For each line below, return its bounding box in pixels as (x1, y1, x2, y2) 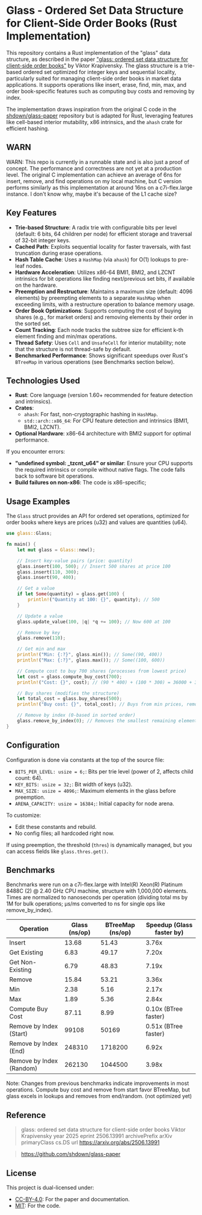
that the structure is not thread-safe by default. (14, 345, 132, 352)
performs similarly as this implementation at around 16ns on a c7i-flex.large (6, 184, 193, 191)
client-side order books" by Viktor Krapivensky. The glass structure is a (6, 61, 183, 69)
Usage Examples (6, 496, 70, 507)
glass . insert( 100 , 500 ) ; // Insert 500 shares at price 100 (17, 563, 171, 569)
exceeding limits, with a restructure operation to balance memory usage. (14, 301, 195, 308)
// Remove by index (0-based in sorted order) (17, 712, 136, 719)
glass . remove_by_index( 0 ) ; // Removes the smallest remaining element (17, 718, 198, 724)
